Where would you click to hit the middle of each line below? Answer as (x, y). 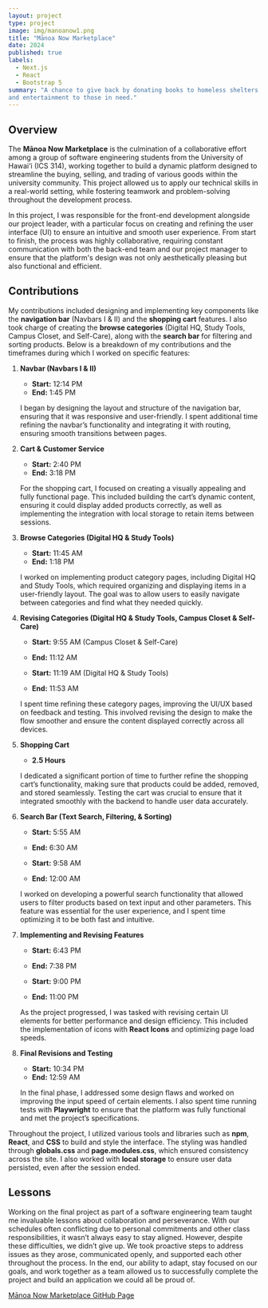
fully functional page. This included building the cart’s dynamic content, (138, 497)
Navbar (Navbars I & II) (58, 368)
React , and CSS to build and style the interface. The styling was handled (128, 1142)
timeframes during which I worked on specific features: (99, 353)
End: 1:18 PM (53, 561)
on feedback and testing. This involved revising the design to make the (136, 712)
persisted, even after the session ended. (75, 1167)
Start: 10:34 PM (58, 1068)
